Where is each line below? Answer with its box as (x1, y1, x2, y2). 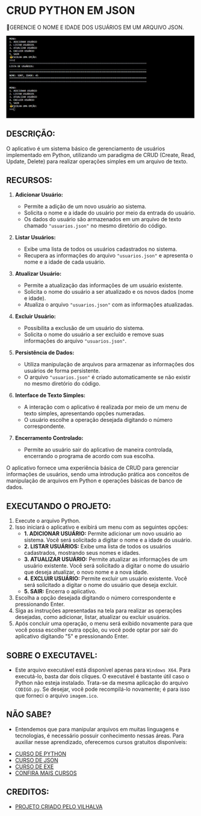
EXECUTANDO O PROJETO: (6, 501, 111, 511)
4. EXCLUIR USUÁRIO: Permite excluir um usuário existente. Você (23, 575, 188, 582)
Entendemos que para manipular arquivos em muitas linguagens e (14, 725, 179, 733)
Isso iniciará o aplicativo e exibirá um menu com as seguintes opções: (14, 523, 188, 531)
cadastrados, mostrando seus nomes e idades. (23, 549, 141, 557)
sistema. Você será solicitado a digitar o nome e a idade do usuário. (23, 536, 193, 544)
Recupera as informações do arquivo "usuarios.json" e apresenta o (23, 252, 193, 259)
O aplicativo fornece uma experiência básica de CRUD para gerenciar (6, 464, 179, 471)
